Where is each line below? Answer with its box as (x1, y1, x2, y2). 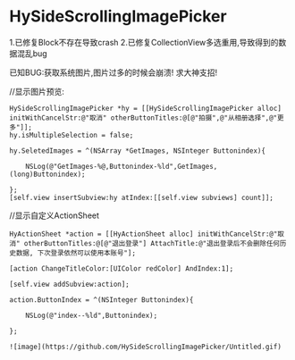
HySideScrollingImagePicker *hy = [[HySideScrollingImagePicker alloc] (9, 104, 282, 113)
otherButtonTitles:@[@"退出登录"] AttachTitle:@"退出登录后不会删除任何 (23, 239, 280, 247)
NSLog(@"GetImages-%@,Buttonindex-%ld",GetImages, (25, 162, 218, 171)
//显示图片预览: (9, 86, 65, 96)
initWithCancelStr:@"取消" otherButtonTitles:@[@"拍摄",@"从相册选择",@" (9, 113, 278, 122)
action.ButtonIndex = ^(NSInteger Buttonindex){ (9, 295, 194, 305)
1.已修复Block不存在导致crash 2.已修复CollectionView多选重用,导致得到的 (9, 37, 279, 47)
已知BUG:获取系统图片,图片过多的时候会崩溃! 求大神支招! (9, 67, 218, 78)
